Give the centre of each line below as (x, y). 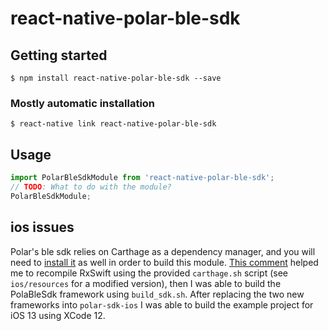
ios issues (42, 227)
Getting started (59, 55)
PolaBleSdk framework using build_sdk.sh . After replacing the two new (157, 294)
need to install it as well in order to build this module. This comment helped (164, 262)
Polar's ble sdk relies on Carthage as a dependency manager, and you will (163, 251)
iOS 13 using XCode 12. (58, 315)
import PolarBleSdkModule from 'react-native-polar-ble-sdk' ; (142, 178)
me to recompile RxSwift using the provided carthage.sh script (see (149, 273)
